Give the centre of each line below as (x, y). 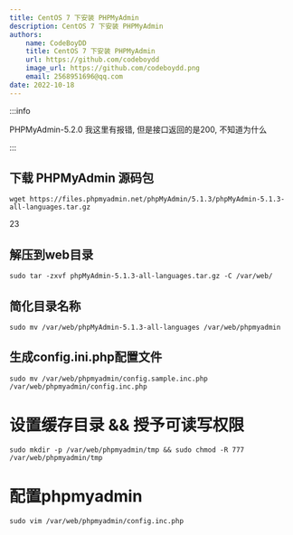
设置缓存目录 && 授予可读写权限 (127, 425)
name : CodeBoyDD (57, 43)
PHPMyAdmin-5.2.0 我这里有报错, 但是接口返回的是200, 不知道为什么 (138, 129)
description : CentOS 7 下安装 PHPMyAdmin (86, 26)
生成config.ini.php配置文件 (86, 357)
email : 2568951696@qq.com (75, 77)
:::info (20, 110)
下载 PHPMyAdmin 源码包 (82, 178)
